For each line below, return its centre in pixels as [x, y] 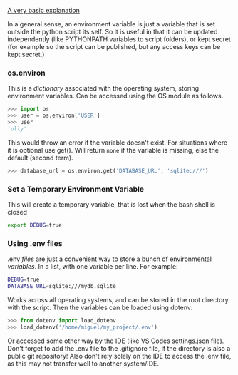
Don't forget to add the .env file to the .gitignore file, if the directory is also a [119, 348]
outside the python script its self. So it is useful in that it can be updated [113, 32]
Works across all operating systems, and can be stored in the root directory [118, 299]
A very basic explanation [44, 10]
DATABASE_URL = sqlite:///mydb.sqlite [62, 287]
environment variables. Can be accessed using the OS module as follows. [115, 96]
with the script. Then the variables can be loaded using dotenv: [100, 307]
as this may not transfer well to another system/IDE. [83, 364]
